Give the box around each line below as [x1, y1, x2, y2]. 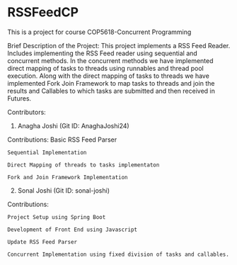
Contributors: [7, 108, 46, 116]
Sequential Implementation [7, 149, 87, 156]
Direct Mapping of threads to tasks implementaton [7, 161, 160, 169]
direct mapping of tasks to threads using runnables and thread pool [7, 64, 204, 72]
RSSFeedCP [7, 4, 79, 21]
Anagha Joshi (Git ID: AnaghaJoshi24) [17, 121, 129, 130]
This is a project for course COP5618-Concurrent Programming [7, 28, 192, 36]
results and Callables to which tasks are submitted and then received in [7, 86, 216, 95]
